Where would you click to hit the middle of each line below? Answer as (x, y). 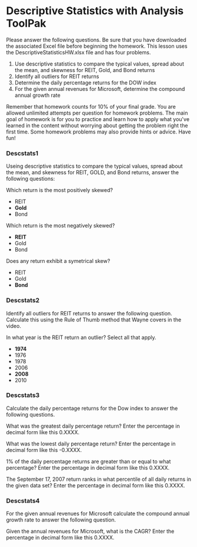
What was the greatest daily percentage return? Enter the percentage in (93, 426)
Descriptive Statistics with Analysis (95, 11)
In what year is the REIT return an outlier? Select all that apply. (81, 337)
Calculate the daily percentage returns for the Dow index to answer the (92, 408)
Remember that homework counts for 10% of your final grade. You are (91, 106)
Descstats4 (23, 500)
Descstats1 (22, 153)
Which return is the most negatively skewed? (61, 226)
